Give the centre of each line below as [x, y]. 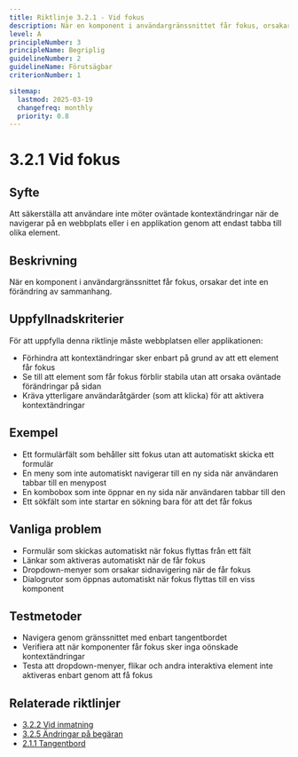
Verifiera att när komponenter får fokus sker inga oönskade [130, 647]
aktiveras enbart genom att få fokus [87, 675]
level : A [25, 34]
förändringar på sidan [62, 386]
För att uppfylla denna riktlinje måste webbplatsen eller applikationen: [136, 340]
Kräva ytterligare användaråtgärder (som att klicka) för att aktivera [143, 395]
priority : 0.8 [43, 116]
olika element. [35, 233]
